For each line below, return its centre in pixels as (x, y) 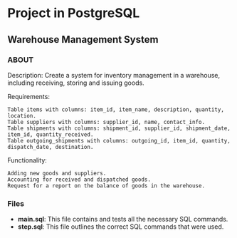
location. (22, 115)
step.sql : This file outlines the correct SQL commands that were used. (121, 227)
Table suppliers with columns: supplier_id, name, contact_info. (106, 122)
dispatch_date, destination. (51, 147)
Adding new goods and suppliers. (57, 173)
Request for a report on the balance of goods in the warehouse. (106, 186)
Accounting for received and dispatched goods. (79, 180)
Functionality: (27, 160)
